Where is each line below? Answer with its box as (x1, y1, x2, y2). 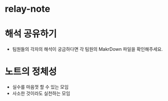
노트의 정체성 (5, 66, 57, 77)
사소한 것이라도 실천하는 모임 (12, 90, 70, 96)
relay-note (5, 3, 50, 15)
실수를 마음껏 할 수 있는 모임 (12, 84, 69, 90)
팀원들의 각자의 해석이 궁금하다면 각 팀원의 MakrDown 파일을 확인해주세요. (12, 46, 163, 52)
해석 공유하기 (5, 28, 57, 40)
